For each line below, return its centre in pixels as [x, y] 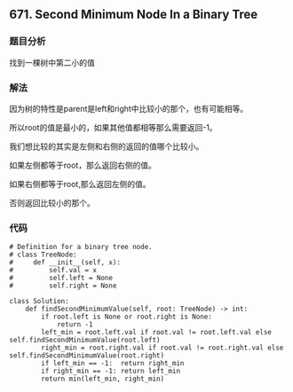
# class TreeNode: [43, 255]
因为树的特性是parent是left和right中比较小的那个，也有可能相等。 [129, 108]
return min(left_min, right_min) [103, 379]
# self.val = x [53, 270]
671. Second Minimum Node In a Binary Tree [134, 15]
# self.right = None [63, 286]
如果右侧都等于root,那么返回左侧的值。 [80, 184]
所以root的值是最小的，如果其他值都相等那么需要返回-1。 [113, 127]
